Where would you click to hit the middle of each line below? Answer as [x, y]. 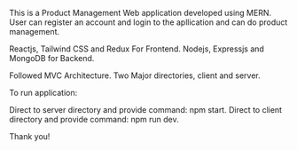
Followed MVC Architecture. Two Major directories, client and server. [135, 75]
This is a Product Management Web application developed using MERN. [141, 13]
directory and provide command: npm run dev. [94, 119]
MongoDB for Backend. [52, 58]
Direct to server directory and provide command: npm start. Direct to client [145, 110]
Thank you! [30, 136]
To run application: [43, 93]
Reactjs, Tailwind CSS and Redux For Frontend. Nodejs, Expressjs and [137, 49]
